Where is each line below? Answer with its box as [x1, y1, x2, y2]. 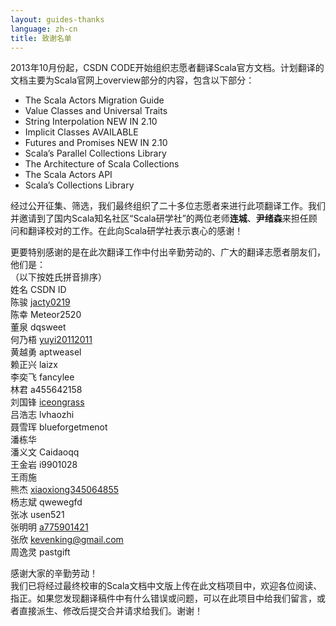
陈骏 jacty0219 [10, 296, 71, 308]
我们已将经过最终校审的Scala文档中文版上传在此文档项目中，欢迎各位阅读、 [10, 580, 323, 592]
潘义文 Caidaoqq [10, 446, 80, 458]
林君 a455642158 [10, 384, 83, 396]
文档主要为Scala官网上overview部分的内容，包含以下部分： [10, 74, 255, 86]
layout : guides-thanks [10, 14, 105, 25]
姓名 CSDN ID [10, 284, 67, 296]
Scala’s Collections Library [24, 179, 135, 191]
